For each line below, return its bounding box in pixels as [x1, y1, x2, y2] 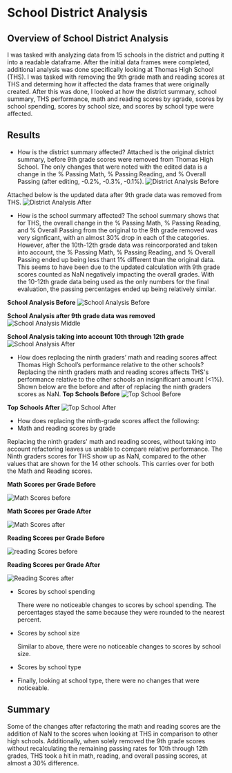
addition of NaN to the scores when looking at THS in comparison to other [7, 729, 218, 738]
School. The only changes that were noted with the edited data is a [17, 162, 208, 171]
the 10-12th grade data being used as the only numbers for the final [17, 277, 209, 286]
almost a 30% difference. [7, 758, 79, 767]
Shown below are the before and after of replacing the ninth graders [17, 382, 212, 391]
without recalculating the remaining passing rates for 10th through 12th [7, 744, 209, 752]
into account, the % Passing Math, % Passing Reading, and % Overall [17, 248, 215, 257]
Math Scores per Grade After [7, 507, 92, 515]
